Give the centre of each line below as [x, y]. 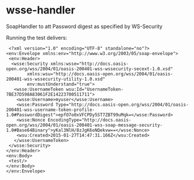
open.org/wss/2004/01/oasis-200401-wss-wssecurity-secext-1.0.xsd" [90, 69]
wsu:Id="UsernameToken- [95, 89]
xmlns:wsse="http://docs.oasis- [90, 64]
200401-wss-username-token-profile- [50, 110]
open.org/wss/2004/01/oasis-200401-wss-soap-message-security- [84, 125]
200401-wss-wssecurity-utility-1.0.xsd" [56, 79]
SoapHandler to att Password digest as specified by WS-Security [84, 26]
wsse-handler [41, 10]
